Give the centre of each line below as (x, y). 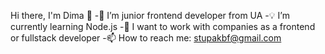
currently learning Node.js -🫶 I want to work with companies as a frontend (163, 26)
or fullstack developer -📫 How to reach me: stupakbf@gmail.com (146, 38)
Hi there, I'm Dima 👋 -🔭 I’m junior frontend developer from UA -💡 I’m (150, 15)
